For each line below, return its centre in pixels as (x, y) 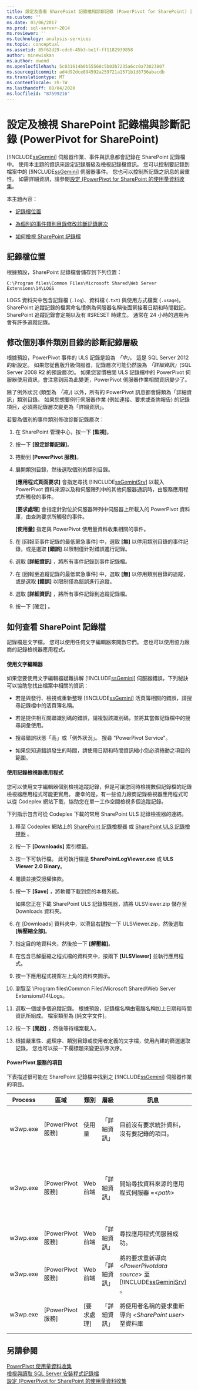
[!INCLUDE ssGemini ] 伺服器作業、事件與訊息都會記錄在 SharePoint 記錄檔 (96, 157)
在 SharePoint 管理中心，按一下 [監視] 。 (63, 432)
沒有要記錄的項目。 (146, 1133)
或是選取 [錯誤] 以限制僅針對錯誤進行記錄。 (78, 549)
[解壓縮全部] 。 (33, 931)
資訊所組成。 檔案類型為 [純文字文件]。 (62, 1015)
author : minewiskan (31, 55)
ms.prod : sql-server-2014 (38, 28)
